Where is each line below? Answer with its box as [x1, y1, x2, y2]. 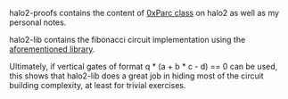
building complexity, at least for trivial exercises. [9, 80, 186, 90]
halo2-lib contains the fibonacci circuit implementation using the [9, 35, 246, 45]
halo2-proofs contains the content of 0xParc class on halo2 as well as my [9, 8, 279, 18]
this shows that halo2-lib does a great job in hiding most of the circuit [9, 70, 265, 81]
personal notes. [9, 17, 67, 28]
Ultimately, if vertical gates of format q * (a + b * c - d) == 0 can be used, [9, 62, 278, 71]
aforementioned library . [9, 44, 95, 54]
